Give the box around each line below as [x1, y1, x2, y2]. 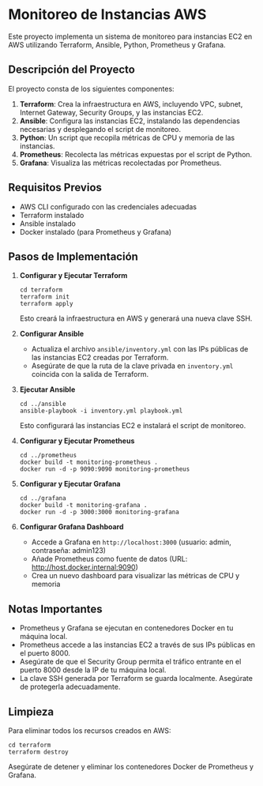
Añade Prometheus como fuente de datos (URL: [31, 555, 188, 564]
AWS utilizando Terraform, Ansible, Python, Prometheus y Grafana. [8, 39, 227, 49]
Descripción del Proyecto [8, 63, 136, 77]
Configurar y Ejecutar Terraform [19, 271, 128, 280]
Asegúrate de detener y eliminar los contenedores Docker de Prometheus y [8, 762, 254, 771]
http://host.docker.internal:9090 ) [31, 562, 138, 572]
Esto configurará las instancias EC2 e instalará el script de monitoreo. [19, 421, 246, 431]
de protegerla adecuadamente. [19, 682, 121, 692]
